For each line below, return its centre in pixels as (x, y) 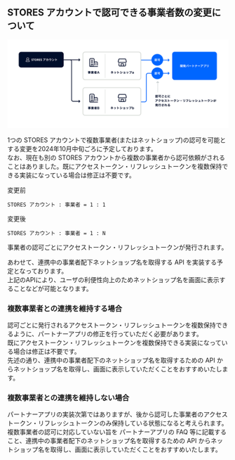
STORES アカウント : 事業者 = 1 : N (56, 233)
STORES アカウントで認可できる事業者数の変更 (109, 13)
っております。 (47, 271)
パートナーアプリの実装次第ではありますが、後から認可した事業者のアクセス (117, 414)
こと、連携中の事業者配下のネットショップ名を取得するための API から (109, 441)
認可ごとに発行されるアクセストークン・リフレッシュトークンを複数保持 (112, 325)
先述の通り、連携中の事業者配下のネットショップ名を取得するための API (111, 360)
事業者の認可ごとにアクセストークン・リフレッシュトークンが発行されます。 (117, 247)
